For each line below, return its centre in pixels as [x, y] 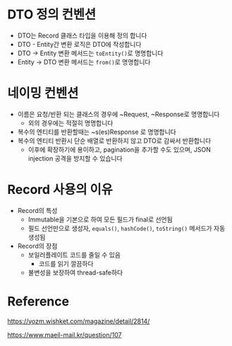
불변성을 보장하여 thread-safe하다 [75, 272]
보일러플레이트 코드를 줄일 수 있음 [74, 255]
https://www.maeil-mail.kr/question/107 [65, 335]
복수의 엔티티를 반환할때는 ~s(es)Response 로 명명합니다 [97, 132]
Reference [38, 301]
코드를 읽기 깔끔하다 [66, 263]
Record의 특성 [37, 210]
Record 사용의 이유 [60, 190]
